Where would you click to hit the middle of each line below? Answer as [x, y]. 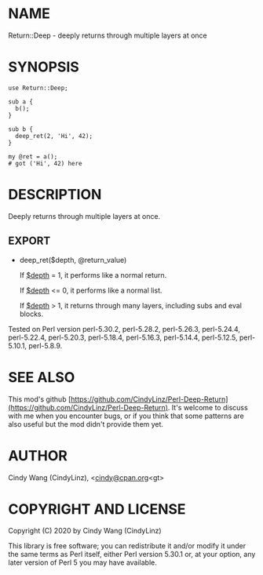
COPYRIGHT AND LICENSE [97, 509]
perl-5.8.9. [46, 345]
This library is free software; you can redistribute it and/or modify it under [127, 546]
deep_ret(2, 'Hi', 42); [54, 136]
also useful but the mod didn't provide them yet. [86, 424]
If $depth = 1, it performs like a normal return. [93, 275]
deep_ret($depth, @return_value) [73, 260]
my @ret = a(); [33, 156]
